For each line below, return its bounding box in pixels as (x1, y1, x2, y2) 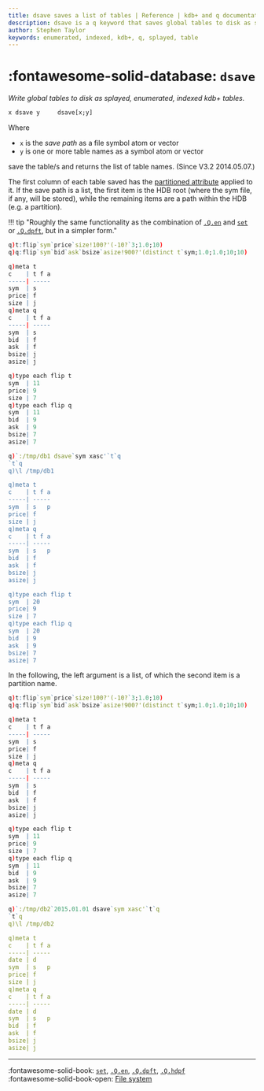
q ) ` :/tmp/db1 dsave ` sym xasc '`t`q (8, 452, 122, 460)
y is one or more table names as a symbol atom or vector (19, 147, 204, 156)
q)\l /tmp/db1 (8, 466, 55, 475)
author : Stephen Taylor (8, 26, 86, 34)
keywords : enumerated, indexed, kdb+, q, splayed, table (8, 33, 199, 42)
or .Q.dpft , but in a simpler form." (8, 226, 118, 236)
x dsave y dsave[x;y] (8, 109, 93, 117)
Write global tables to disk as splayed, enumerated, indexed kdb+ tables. (8, 94, 245, 103)
